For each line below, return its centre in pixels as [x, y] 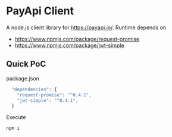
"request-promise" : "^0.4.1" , [54, 95]
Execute [16, 117]
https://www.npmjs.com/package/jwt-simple [69, 45]
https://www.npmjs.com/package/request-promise [77, 39]
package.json [23, 78]
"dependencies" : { [35, 89]
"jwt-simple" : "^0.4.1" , [48, 100]
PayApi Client [40, 11]
